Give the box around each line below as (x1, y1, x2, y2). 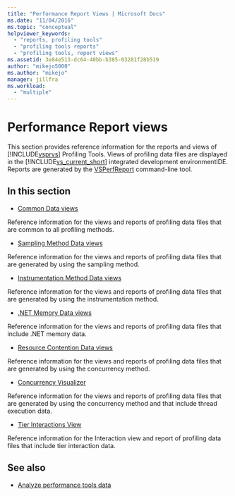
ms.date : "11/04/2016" (7, 17, 74, 24)
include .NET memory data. (7, 329, 87, 338)
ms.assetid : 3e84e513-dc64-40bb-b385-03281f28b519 (7, 56, 159, 63)
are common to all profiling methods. (7, 225, 114, 233)
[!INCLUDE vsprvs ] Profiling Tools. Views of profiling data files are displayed (7, 150, 228, 159)
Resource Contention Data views (17, 343, 113, 352)
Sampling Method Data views (17, 239, 104, 247)
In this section (7, 185, 71, 197)
